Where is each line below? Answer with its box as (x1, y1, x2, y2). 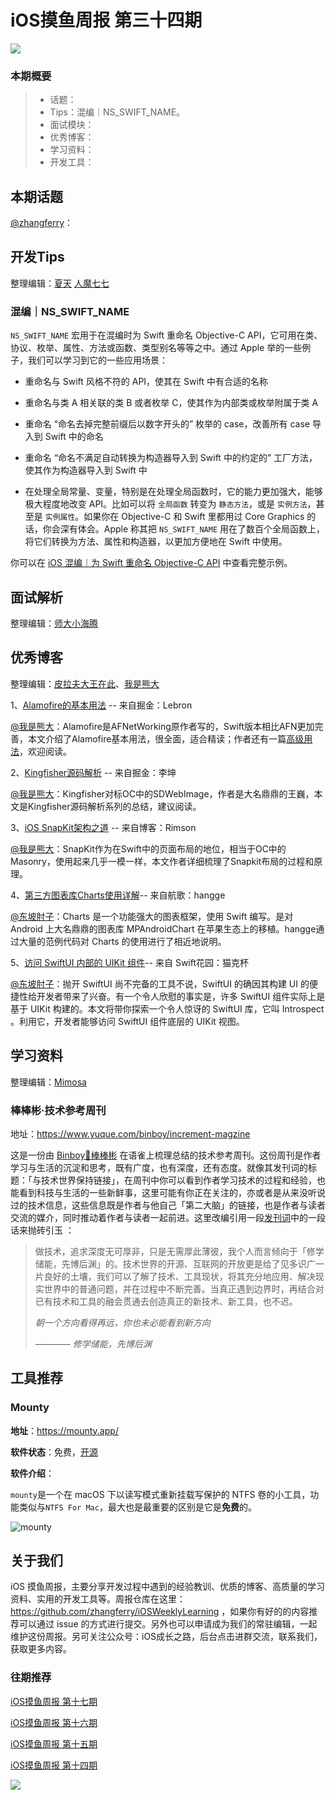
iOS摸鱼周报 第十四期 (10, 1759, 98, 1771)
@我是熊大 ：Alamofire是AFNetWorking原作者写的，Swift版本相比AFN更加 (10, 720, 315, 732)
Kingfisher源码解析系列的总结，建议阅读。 (27, 800, 202, 812)
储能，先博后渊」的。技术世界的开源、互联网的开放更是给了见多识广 (34, 1257, 316, 1270)
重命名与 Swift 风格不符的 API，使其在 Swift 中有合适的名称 (24, 376, 269, 388)
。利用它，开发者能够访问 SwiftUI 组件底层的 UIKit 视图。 (10, 1015, 245, 1027)
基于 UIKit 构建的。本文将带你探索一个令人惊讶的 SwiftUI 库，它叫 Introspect (10, 1002, 325, 1015)
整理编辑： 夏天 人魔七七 (10, 277, 110, 289)
